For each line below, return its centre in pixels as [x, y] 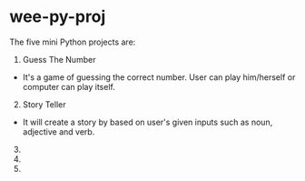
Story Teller [44, 104]
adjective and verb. [59, 131]
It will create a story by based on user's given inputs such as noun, [148, 122]
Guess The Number [59, 59]
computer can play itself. [69, 86]
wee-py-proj [58, 17]
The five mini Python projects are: [73, 42]
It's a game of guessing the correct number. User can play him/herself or [159, 77]
